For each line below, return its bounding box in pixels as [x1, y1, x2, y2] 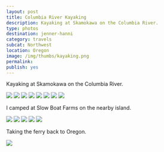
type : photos [6, 25, 39, 32]
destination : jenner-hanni [6, 31, 73, 37]
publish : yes [6, 64, 39, 70]
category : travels [6, 36, 52, 42]
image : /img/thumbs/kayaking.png [6, 53, 89, 59]
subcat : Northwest [6, 42, 52, 48]
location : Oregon [6, 48, 49, 54]
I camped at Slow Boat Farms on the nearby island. [6, 104, 131, 111]
